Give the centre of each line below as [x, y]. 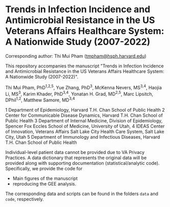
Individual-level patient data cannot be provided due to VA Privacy [75, 152]
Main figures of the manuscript [45, 178]
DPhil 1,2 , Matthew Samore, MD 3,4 [40, 99]
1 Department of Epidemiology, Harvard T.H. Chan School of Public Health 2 [85, 110]
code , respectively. [25, 199]
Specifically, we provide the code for [44, 168]
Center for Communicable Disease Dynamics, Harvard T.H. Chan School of [84, 115]
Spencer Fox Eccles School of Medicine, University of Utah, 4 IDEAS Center [85, 126]
